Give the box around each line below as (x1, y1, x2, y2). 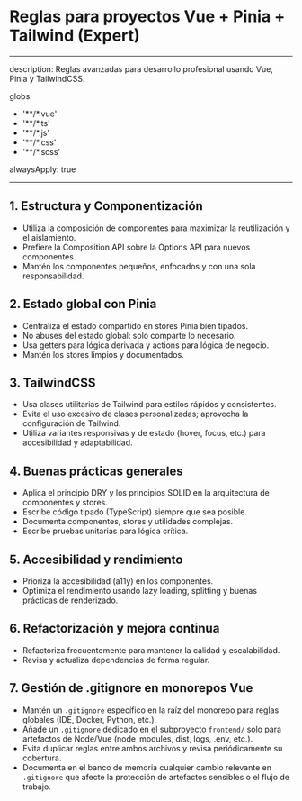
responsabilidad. (22, 270, 84, 281)
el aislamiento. (22, 232, 76, 242)
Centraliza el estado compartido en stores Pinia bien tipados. (22, 320, 249, 331)
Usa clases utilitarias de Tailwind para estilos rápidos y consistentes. (22, 399, 277, 410)
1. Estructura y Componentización (9, 198, 204, 214)
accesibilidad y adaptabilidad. (22, 437, 133, 448)
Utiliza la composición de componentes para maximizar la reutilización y (22, 223, 290, 233)
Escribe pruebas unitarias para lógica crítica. (22, 525, 189, 537)
